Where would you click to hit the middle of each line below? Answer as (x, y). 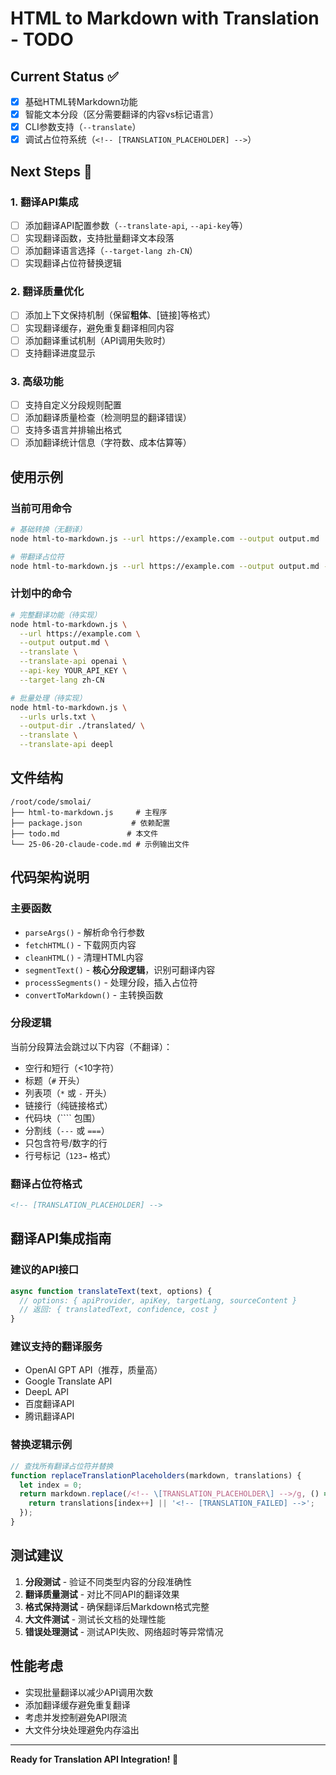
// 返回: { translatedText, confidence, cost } (118, 1310)
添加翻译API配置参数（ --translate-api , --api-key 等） (136, 225)
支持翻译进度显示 (60, 353)
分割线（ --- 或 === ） (67, 1130)
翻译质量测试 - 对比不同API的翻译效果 (102, 1594)
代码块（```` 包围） (62, 1118)
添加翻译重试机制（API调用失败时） (98, 340)
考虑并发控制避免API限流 (76, 1717)
